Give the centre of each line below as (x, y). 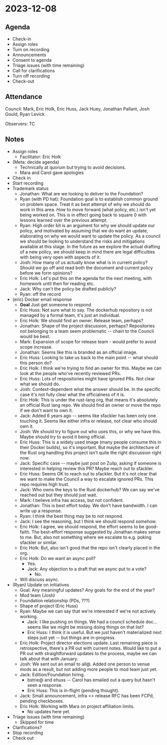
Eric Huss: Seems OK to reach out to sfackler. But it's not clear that (88, 473)
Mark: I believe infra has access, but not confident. (72, 500)
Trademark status (30, 188)
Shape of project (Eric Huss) (49, 606)
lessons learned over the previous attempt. (64, 220)
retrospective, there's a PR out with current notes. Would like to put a (90, 648)
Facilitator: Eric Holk (40, 157)
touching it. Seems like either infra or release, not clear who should (88, 421)
